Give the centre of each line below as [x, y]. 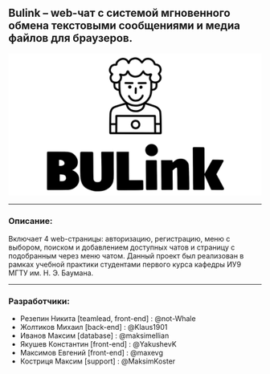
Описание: [31, 222]
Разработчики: [39, 301]
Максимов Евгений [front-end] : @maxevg [91, 352]
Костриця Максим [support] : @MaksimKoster [98, 361]
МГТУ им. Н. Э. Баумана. [51, 273]
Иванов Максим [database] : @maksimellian [94, 335]
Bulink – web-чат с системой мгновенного [119, 13]
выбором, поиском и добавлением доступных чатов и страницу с [122, 247]
